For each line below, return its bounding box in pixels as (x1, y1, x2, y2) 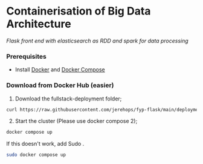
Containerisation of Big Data (6, 4, 151, 18)
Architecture (6, 17, 71, 31)
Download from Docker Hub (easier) (6, 81, 114, 90)
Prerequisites (6, 52, 47, 61)
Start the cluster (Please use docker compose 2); (14, 117, 138, 125)
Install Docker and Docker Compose (14, 66, 105, 73)
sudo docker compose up (6, 152, 66, 158)
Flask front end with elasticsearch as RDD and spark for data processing (6, 37, 188, 44)
